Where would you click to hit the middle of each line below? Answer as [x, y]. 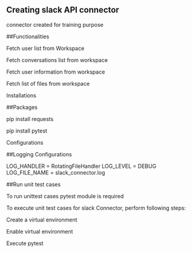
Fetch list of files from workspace [48, 83]
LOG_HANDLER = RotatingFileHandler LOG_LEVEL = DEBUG [81, 166]
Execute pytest [25, 243]
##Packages [22, 107]
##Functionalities [28, 36]
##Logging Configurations [39, 154]
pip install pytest [27, 131]
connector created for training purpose [55, 24]
